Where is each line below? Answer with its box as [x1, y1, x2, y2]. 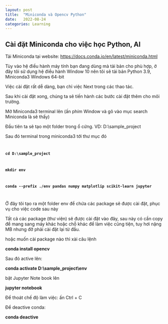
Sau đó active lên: [5, 256, 43, 262]
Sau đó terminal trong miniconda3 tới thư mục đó [5, 133, 107, 139]
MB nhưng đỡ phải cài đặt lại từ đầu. [5, 226, 80, 232]
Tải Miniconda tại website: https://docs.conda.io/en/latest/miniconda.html [5, 53, 158, 59]
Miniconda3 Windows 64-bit [5, 74, 64, 80]
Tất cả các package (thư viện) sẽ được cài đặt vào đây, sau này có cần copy [5, 216, 163, 222]
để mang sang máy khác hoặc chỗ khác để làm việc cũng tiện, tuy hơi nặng [5, 221, 162, 227]
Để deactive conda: [5, 304, 46, 310]
